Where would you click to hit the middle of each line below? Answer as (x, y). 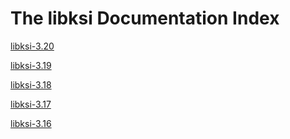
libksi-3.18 (31, 84)
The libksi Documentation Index (145, 18)
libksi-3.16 (31, 123)
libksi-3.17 (31, 104)
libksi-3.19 (31, 65)
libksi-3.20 (32, 46)
